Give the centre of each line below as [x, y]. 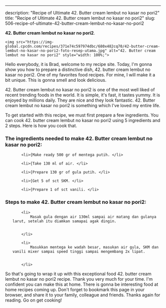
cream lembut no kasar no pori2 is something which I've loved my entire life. [83, 105]
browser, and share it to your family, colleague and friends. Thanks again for [83, 295]
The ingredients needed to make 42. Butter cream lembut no [79, 138]
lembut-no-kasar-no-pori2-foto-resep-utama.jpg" [56, 51]
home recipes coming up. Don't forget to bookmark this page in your [75, 289]
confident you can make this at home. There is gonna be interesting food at [82, 284]
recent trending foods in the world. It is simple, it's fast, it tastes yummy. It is [83, 95]
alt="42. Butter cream [132, 51]
